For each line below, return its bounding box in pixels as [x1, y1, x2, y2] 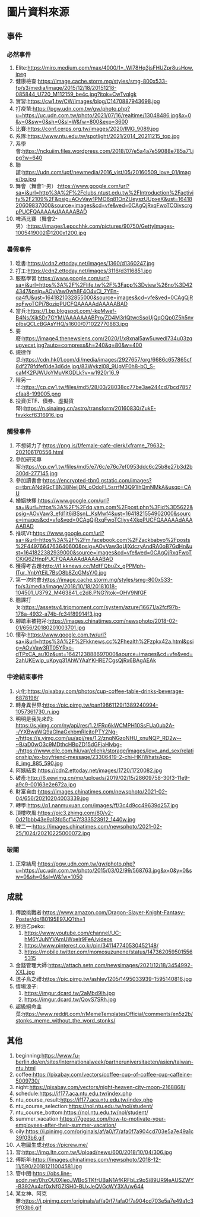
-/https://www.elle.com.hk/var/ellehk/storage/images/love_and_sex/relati [15, 747, 194, 754]
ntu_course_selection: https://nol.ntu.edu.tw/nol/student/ [15, 1102, 153, 1109]
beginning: [15, 1052, 42, 1059]
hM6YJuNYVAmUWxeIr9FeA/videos [24, 935, 113, 943]
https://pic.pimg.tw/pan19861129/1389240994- [43, 701, 158, 708]
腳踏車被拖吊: [15, 617, 49, 625]
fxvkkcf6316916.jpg [15, 412, 64, 419]
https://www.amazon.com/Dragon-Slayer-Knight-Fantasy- [43, 908, 186, 916]
